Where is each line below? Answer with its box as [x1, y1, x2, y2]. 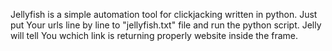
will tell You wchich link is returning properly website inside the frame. [10, 30, 299, 41]
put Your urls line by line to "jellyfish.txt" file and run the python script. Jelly [10, 19, 322, 31]
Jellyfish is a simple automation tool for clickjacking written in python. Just [10, 9, 318, 20]
